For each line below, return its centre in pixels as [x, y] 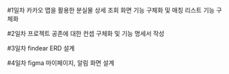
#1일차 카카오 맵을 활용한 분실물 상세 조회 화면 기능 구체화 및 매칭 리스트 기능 [111, 10]
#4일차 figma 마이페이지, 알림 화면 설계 [61, 63]
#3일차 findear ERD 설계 [41, 48]
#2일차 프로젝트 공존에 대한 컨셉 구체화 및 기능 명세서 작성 [86, 34]
